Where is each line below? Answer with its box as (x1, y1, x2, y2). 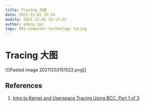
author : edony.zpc (5, 21, 44, 27)
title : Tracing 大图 (5, 7, 47, 13)
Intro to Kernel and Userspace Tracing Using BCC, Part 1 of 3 (12, 95, 140, 101)
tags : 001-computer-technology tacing (5, 26, 87, 31)
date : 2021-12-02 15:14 (5, 12, 56, 17)
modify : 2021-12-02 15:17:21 (5, 17, 67, 22)
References (5, 82, 42, 90)
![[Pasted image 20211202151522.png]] (5, 67, 86, 73)
